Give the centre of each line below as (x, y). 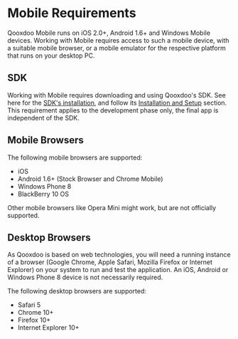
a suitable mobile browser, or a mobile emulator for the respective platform (117, 48)
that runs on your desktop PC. (51, 56)
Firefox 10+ (34, 320)
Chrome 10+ (36, 313)
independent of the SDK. (43, 118)
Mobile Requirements (72, 13)
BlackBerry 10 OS (43, 194)
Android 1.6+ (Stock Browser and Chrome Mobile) (90, 179)
